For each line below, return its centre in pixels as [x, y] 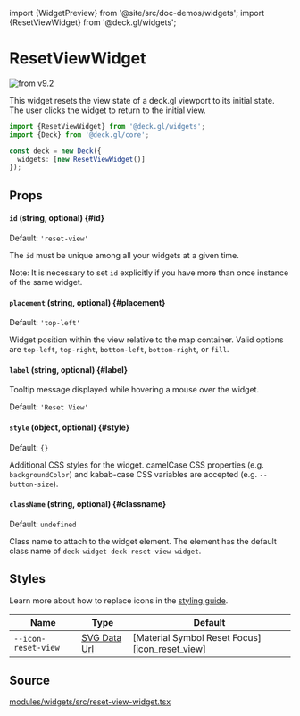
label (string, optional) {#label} [68, 369]
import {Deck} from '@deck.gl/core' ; [79, 135]
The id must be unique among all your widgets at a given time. [124, 255]
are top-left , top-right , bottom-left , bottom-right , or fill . [119, 350]
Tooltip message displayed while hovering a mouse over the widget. [134, 390]
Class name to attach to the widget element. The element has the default [143, 541]
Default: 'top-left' [45, 323]
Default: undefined [43, 524]
